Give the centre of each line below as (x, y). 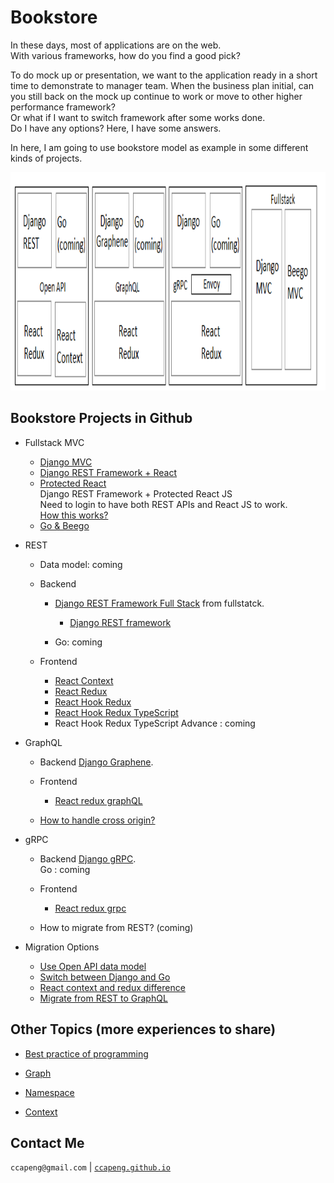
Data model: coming (81, 564)
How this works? (74, 515)
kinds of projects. (46, 158)
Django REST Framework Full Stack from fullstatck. (159, 603)
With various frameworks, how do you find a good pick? (125, 55)
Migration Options (62, 947)
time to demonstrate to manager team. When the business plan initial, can (162, 85)
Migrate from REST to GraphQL (103, 998)
